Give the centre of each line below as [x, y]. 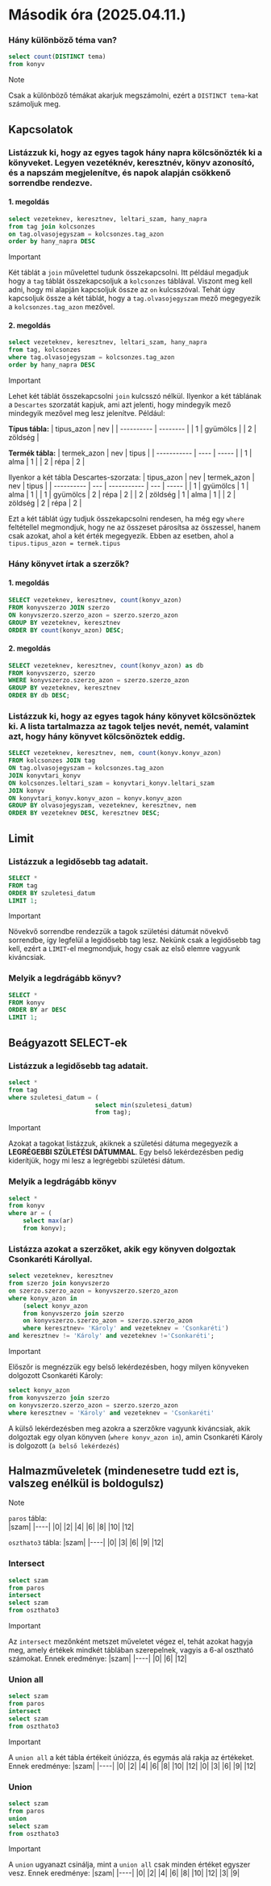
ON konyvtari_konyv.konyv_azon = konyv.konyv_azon [95, 798]
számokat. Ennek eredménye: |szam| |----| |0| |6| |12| [98, 1659]
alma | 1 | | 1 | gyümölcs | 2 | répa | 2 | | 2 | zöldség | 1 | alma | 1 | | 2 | [122, 494]
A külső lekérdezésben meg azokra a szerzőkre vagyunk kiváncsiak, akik [129, 1428]
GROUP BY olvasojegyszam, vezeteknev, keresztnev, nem [102, 806]
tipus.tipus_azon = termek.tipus [65, 543]
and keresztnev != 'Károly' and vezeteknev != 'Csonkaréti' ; [112, 1336]
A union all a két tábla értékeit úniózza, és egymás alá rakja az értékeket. [131, 1757]
